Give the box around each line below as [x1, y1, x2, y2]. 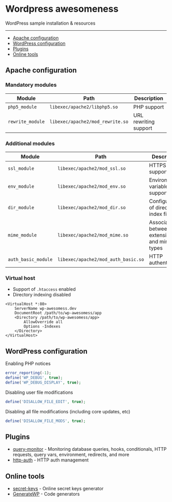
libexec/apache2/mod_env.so [57, 183, 126, 189]
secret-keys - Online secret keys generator [12, 486, 104, 492]
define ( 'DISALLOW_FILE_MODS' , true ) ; [5, 418, 86, 424]
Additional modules [5, 139, 55, 147]
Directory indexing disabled [12, 292, 71, 298]
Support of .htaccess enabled [12, 286, 76, 292]
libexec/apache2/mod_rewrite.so [49, 118, 129, 125]
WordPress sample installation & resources [5, 20, 96, 26]
